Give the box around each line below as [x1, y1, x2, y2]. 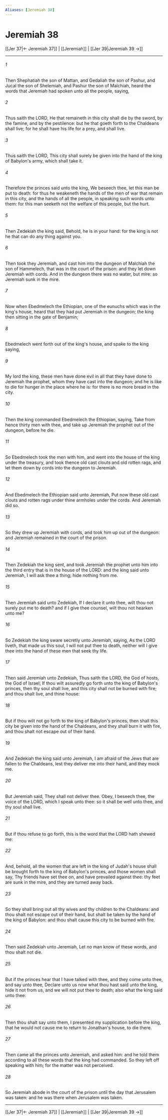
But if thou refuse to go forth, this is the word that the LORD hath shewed [5, 831, 155, 837]
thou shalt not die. [5, 949, 42, 955]
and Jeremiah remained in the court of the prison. [5, 535, 107, 541]
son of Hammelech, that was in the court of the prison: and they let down [5, 265, 156, 271]
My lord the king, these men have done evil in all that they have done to [5, 373, 152, 379]
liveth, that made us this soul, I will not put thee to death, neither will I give [5, 643, 157, 649]
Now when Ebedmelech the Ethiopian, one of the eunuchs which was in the [5, 303, 161, 309]
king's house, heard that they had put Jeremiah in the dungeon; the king [5, 308, 154, 314]
